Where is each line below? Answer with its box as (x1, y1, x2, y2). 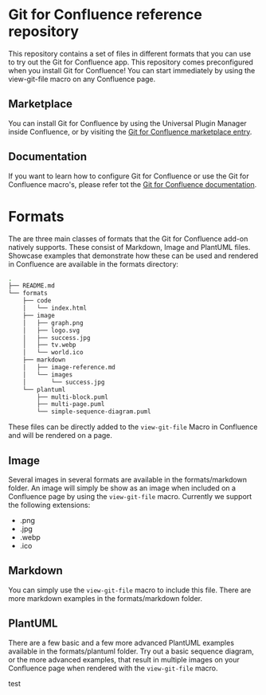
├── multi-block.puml (37, 392, 109, 401)
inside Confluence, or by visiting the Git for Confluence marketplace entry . (8, 127, 252, 136)
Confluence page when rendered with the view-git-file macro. (8, 663, 218, 673)
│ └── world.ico (22, 349, 84, 357)
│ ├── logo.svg (22, 326, 80, 334)
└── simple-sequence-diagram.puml (37, 408, 151, 416)
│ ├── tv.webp (22, 341, 77, 349)
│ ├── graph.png (22, 318, 84, 327)
